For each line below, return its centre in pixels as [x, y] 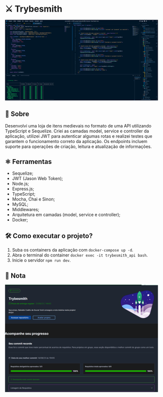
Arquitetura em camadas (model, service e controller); [66, 215]
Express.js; [23, 189]
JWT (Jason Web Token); [37, 179]
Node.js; [20, 184]
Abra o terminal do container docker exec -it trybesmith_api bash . [80, 255]
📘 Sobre [17, 114]
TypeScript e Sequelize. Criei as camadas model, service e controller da [77, 131]
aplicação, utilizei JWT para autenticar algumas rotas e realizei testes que [79, 136]
